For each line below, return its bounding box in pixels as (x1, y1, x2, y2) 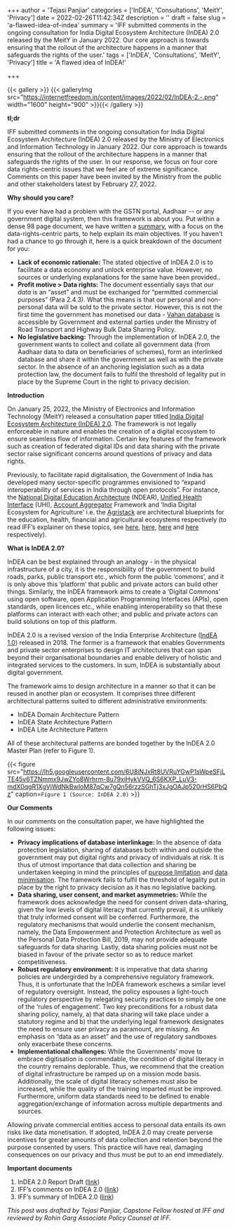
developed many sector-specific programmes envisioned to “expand (7, 478, 206, 486)
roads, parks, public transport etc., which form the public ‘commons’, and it (7, 573, 224, 580)
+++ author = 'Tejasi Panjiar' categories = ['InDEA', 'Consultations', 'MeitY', (7, 6, 224, 14)
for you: (7, 245, 30, 252)
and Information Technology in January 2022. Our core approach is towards (7, 143, 227, 150)
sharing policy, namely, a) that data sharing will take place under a (17, 1010, 209, 1018)
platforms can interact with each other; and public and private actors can (7, 610, 218, 618)
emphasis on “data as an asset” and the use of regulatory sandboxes (17, 1032, 217, 1041)
